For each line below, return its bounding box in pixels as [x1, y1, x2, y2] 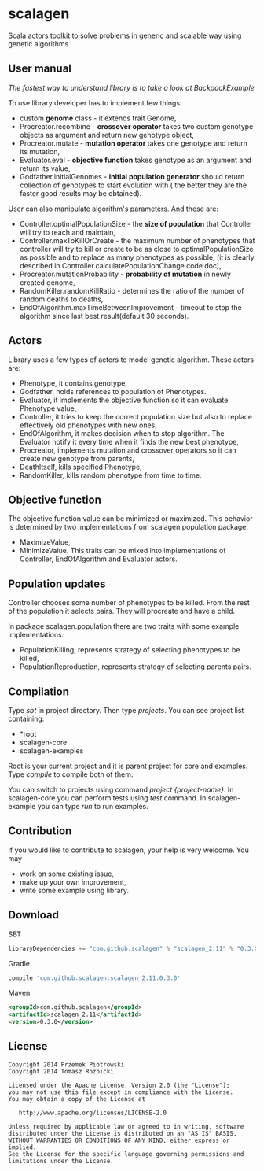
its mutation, [19, 146, 60, 156]
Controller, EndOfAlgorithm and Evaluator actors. [19, 554, 178, 563]
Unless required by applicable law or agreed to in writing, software [8, 1122, 244, 1130]
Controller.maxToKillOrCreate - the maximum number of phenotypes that [19, 235, 255, 245]
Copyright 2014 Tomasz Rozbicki [8, 1067, 114, 1075]
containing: [8, 714, 45, 723]
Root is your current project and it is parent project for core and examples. [8, 761, 248, 770]
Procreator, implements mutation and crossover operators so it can [19, 445, 236, 455]
